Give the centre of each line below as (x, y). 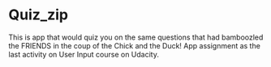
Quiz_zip (39, 15)
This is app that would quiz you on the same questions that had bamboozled (136, 37)
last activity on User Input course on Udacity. (84, 54)
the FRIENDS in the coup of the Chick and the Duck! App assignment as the (135, 45)
